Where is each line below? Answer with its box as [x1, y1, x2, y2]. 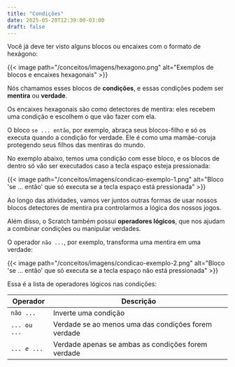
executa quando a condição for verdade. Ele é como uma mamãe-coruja [7, 133, 216, 142]
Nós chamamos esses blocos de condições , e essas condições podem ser [7, 84, 224, 93]
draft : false [7, 23, 45, 30]
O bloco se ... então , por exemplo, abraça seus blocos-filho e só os [7, 126, 206, 135]
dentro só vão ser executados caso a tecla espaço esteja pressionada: [7, 162, 211, 170]
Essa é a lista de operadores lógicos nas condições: [7, 280, 157, 288]
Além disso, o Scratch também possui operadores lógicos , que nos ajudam [7, 217, 225, 225]
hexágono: [7, 50, 38, 58]
